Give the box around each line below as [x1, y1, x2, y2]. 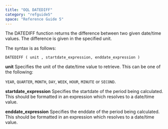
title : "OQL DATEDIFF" [5, 7, 53, 12]
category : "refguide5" [5, 12, 53, 17]
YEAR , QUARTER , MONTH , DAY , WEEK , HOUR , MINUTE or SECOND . [5, 78, 116, 85]
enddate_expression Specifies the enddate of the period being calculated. [5, 108, 160, 115]
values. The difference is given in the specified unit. [5, 35, 112, 41]
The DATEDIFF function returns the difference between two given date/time [5, 30, 161, 36]
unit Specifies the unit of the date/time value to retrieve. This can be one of [5, 63, 161, 70]
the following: [5, 69, 34, 75]
